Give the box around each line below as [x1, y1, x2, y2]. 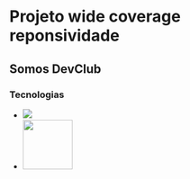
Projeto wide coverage [9, 6, 182, 27]
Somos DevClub [9, 61, 102, 76]
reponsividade [9, 25, 120, 46]
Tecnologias [9, 88, 65, 101]
